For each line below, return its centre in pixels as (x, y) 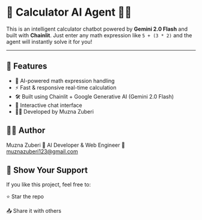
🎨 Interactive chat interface (48, 105)
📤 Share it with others (34, 211)
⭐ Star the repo (25, 197)
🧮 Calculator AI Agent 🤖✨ (69, 12)
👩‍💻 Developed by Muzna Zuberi (54, 111)
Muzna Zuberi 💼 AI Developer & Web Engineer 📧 (66, 145)
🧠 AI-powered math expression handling (65, 81)
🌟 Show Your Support (47, 170)
